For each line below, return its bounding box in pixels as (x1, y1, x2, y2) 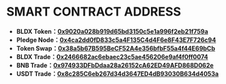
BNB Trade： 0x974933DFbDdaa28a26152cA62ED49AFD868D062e (16, 61, 214, 69)
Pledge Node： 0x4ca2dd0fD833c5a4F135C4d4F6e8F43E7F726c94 (16, 35, 216, 44)
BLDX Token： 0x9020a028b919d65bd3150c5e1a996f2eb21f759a (16, 27, 209, 35)
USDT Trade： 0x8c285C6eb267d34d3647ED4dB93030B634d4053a (16, 69, 219, 78)
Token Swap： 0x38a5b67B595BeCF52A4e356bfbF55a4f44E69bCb (16, 44, 216, 52)
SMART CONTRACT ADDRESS (6, 4, 182, 20)
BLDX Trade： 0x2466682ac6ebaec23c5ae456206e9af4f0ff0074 (16, 52, 209, 61)
